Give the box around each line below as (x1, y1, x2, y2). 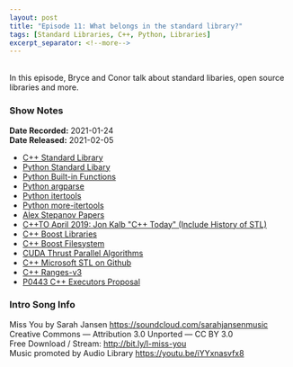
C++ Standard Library (22, 152, 103, 163)
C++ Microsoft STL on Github (22, 257, 132, 268)
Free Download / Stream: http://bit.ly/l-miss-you (9, 338, 187, 349)
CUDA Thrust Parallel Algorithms (22, 247, 144, 258)
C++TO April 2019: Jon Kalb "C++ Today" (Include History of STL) (22, 219, 268, 229)
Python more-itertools (22, 200, 105, 210)
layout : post (9, 13, 58, 22)
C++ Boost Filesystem (22, 237, 105, 248)
